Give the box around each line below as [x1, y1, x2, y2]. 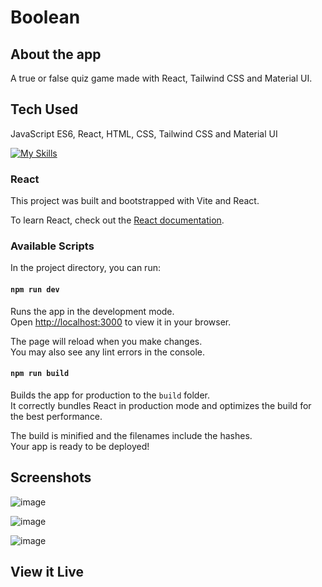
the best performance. [10, 410, 103, 422]
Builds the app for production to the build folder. [10, 389, 211, 401]
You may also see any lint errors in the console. [10, 346, 205, 358]
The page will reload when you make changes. [10, 335, 203, 347]
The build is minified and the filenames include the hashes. [10, 429, 253, 441]
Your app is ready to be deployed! [10, 440, 150, 452]
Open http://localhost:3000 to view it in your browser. [10, 316, 232, 328]
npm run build [10, 369, 70, 379]
